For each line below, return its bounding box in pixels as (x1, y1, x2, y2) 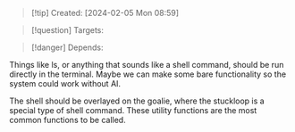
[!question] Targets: (30, 25, 105, 35)
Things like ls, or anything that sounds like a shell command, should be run (9, 60, 284, 70)
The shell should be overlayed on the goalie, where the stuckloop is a (9, 95, 265, 106)
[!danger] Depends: (30, 42, 104, 53)
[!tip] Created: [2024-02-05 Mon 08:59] (30, 8, 180, 18)
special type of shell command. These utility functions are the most (9, 105, 257, 115)
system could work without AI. (9, 78, 122, 88)
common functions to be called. (9, 115, 127, 125)
